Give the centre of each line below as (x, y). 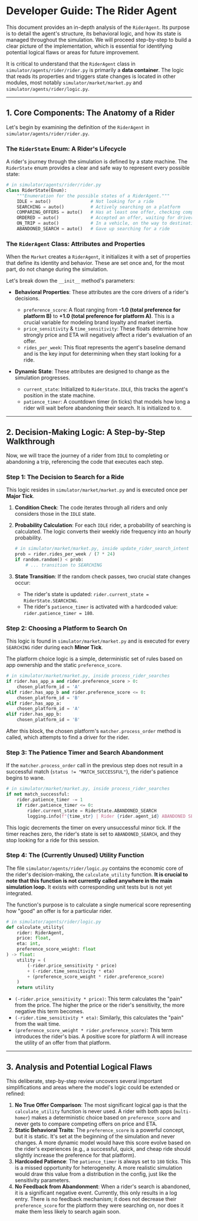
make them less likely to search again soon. (67, 1212)
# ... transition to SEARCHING (64, 565)
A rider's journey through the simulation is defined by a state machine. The (97, 162)
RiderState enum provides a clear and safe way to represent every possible (98, 168)
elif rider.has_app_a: (34, 703)
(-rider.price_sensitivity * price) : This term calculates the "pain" (98, 999)
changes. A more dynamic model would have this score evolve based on (103, 1143)
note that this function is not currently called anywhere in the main (89, 880)
